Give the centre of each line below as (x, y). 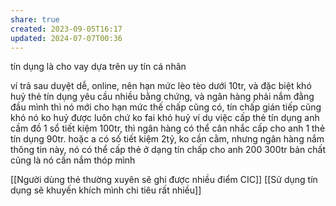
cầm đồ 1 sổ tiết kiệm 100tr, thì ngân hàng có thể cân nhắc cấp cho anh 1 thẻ (168, 128)
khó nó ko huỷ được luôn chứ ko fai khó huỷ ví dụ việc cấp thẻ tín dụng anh (165, 118)
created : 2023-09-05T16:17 (66, 29)
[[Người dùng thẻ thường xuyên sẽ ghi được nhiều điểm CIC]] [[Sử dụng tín (164, 180)
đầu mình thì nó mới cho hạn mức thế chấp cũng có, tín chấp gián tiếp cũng (166, 107)
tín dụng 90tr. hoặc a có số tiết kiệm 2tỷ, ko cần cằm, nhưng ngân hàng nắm (167, 139)
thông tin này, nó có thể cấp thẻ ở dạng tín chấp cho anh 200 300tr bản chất (168, 150)
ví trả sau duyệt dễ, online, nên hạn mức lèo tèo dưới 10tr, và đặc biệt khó (161, 86)
